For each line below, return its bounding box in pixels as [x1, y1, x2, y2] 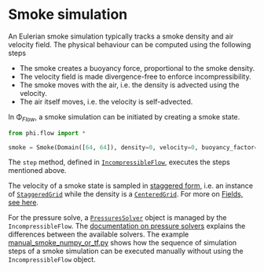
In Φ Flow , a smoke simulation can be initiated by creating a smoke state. [8, 112, 240, 123]
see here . [8, 198, 39, 208]
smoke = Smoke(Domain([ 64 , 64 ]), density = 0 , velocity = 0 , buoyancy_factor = [8, 143, 258, 151]
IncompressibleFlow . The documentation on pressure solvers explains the [8, 222, 246, 231]
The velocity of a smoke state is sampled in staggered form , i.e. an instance [8, 181, 254, 190]
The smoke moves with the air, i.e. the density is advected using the [19, 80, 240, 90]
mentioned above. [8, 166, 67, 175]
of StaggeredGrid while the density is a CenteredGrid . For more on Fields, [8, 189, 244, 199]
